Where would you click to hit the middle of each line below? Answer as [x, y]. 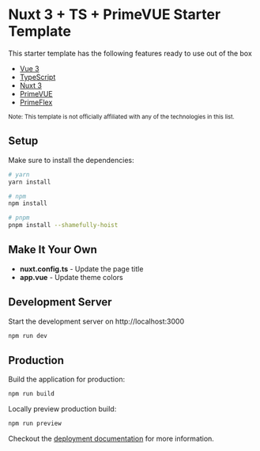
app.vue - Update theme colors [72, 277]
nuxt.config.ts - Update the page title [81, 269]
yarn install [30, 182]
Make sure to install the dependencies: [71, 160]
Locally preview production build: [62, 409]
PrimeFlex [36, 102]
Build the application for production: [66, 379]
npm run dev [28, 335]
